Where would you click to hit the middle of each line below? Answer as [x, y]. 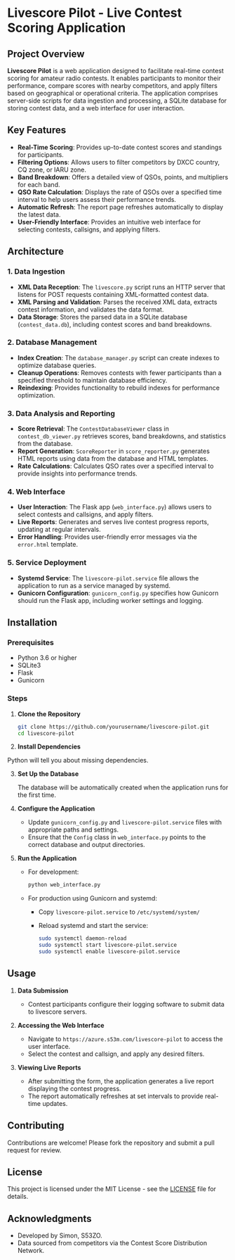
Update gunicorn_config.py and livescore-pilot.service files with [125, 822]
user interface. [49, 1046]
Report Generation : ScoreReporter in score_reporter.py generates [114, 451]
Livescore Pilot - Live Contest [95, 13]
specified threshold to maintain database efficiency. [92, 380]
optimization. [36, 395]
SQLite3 [29, 666]
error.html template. [48, 545]
